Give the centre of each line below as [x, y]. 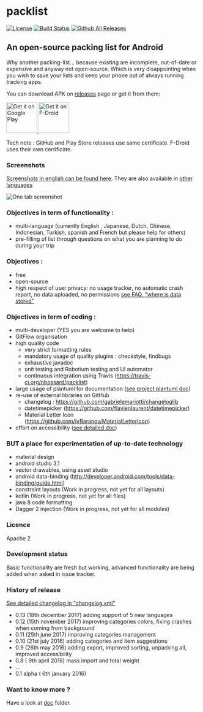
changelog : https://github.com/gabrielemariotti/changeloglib [101, 401]
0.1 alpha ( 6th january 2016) [51, 674]
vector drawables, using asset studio [61, 470]
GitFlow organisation [41, 336]
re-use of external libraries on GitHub [62, 395]
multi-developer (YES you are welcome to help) [75, 330]
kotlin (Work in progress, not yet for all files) [70, 496]
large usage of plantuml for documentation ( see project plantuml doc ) [103, 388]
